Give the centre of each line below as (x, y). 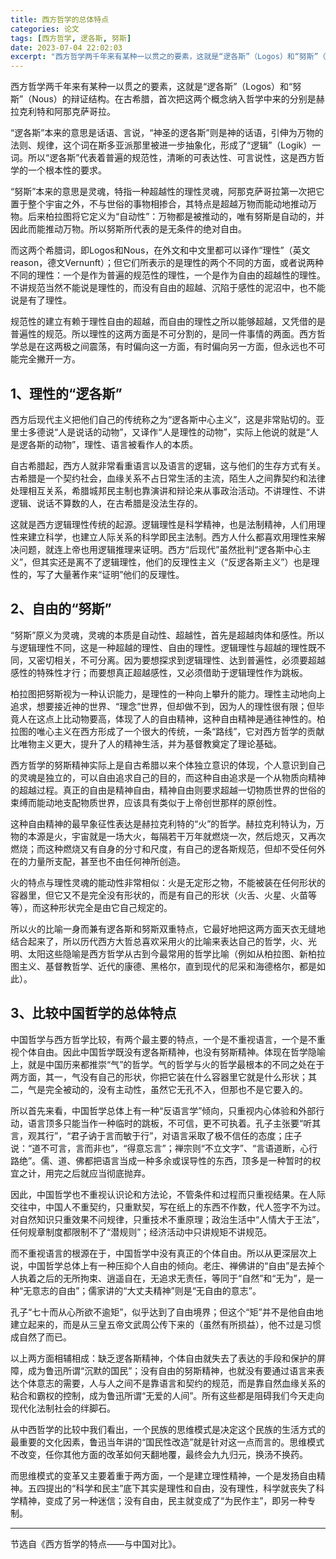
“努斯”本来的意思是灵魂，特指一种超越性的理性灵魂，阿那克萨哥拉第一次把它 (167, 192)
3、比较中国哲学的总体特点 (93, 1013)
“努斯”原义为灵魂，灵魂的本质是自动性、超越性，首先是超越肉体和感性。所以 (167, 635)
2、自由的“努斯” (61, 609)
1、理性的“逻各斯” (66, 393)
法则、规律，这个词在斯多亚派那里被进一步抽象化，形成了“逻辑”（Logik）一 (166, 145)
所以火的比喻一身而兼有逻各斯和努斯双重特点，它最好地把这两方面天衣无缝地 (168, 928)
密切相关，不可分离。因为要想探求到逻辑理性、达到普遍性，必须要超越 (181, 660)
